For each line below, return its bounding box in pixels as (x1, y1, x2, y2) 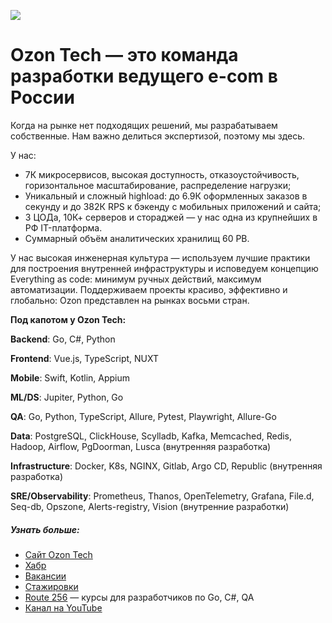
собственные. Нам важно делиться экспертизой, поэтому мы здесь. (10, 130, 306, 142)
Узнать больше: (10, 523, 80, 535)
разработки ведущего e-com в (10, 65, 278, 88)
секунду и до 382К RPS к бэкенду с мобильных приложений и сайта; (24, 200, 322, 212)
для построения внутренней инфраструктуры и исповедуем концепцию (10, 262, 319, 274)
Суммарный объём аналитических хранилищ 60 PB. (24, 232, 250, 244)
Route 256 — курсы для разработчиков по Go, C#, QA (24, 591, 255, 603)
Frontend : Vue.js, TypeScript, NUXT (10, 352, 160, 364)
